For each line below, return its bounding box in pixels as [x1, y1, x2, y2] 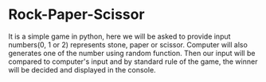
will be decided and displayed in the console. [8, 65, 157, 74]
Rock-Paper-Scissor [8, 6, 145, 24]
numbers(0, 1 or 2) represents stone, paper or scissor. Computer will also [8, 39, 248, 49]
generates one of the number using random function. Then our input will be [8, 48, 256, 58]
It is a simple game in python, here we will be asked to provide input [8, 32, 231, 41]
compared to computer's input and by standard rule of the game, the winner [8, 57, 258, 66]
